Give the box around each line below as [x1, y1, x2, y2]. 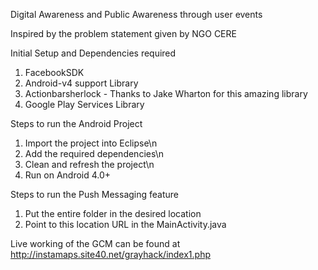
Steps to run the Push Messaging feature [10, 189, 180, 200]
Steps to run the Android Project [10, 118, 143, 129]
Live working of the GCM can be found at [10, 238, 181, 249]
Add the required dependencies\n [24, 148, 165, 159]
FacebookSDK [24, 67, 85, 78]
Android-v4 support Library [24, 77, 139, 89]
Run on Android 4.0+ [24, 169, 112, 181]
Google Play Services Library [24, 99, 145, 110]
